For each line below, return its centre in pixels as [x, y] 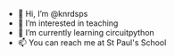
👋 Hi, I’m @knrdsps [53, 14]
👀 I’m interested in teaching [68, 23]
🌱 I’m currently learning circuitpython [86, 32]
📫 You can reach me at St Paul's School [92, 43]
